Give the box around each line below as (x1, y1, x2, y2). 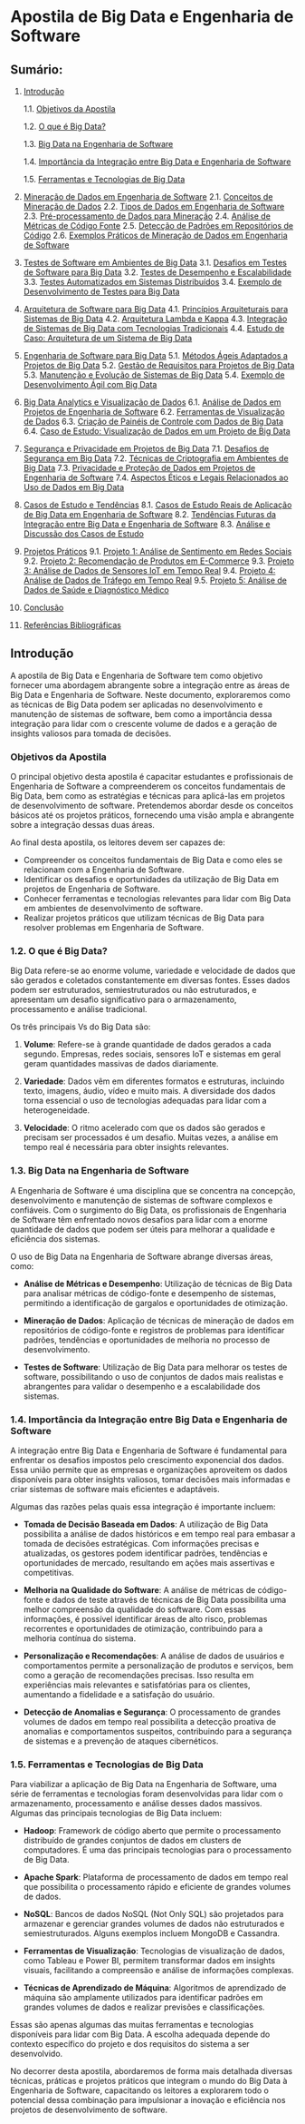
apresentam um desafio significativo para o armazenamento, (10, 994, 237, 1005)
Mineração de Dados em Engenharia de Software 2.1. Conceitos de (23, 192, 273, 202)
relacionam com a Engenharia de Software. (23, 864, 185, 875)
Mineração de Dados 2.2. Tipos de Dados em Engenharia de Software (23, 202, 285, 211)
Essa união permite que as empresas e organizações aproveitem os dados (10, 1464, 288, 1475)
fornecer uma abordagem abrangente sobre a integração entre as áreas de (10, 679, 291, 691)
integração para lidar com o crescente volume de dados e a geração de (10, 718, 278, 729)
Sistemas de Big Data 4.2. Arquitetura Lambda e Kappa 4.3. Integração (23, 313, 288, 324)
